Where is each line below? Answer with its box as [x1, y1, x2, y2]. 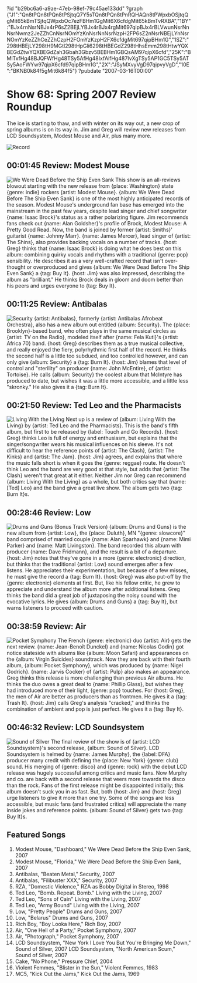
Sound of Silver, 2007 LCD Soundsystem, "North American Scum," [15, 945, 176, 952]
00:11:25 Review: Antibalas [6, 299, 108, 309]
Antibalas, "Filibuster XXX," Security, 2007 [15, 877, 117, 884]
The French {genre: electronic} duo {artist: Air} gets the [57, 637, 191, 644]
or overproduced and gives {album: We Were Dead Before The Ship [26, 264, 190, 271]
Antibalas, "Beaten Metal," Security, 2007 [15, 870, 115, 877]
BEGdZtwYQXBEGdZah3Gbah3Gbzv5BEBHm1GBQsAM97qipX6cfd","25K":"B [6, 49, 191, 55]
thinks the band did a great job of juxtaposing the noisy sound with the [6, 592, 177, 599]
